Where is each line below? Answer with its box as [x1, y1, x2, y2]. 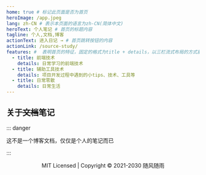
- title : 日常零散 [12, 77, 55, 84]
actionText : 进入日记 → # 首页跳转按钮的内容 [6, 37, 113, 44]
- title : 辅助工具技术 [12, 66, 64, 72]
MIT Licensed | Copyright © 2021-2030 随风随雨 [42, 161, 164, 169]
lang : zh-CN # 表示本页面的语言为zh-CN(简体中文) [6, 20, 124, 26]
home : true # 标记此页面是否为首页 [6, 9, 88, 15]
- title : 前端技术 [12, 55, 55, 61]
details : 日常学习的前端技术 [17, 60, 84, 66]
